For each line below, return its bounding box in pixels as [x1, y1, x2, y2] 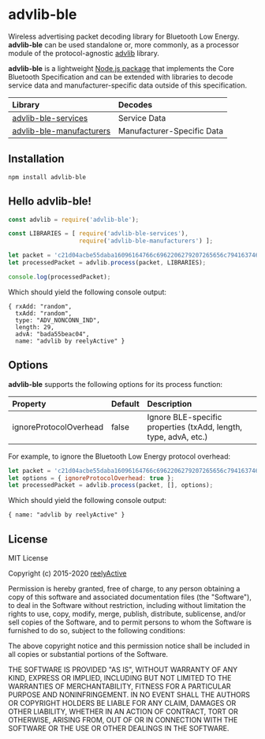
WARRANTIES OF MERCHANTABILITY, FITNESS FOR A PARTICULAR [8, 681, 231, 692]
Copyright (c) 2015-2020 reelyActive [8, 568, 127, 578]
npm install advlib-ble [8, 173, 87, 181]
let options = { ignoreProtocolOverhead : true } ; [8, 474, 175, 482]
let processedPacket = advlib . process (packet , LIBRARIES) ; [8, 259, 207, 267]
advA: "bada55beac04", [15, 330, 90, 338]
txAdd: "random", [15, 309, 73, 317]
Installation [8, 152, 65, 166]
